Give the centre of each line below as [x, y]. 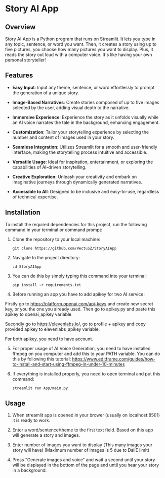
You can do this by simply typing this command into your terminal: [80, 276]
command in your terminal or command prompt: [54, 230]
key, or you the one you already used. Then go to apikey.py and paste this [80, 309]
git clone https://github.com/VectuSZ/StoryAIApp [64, 248]
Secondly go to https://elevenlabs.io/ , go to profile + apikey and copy [75, 324]
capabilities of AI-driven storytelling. [49, 167]
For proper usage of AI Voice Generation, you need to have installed [81, 348]
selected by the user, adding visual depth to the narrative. [71, 108]
